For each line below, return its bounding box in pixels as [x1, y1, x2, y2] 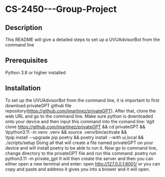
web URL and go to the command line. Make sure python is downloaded [5, 113, 154, 119]
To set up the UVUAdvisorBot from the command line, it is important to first [5, 97, 160, 103]
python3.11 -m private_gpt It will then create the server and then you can [5, 156, 154, 162]
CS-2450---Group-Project [5, 3, 117, 15]
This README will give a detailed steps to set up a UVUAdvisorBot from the [5, 36, 161, 42]
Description [5, 23, 42, 32]
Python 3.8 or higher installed [5, 69, 66, 75]
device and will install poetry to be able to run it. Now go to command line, [5, 145, 158, 151]
